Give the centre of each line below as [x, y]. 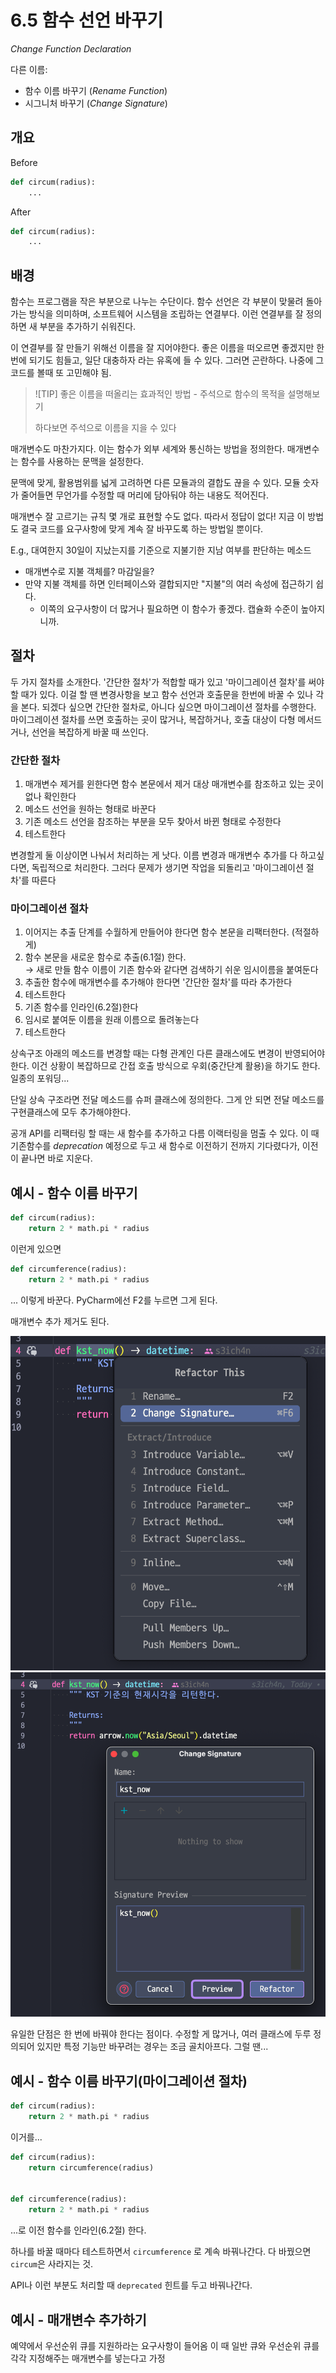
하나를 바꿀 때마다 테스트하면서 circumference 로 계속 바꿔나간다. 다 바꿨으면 [161, 2252]
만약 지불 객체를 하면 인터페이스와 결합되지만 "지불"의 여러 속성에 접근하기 [169, 584]
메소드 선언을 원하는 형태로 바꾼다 [90, 809]
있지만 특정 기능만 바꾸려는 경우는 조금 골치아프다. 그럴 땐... [152, 2047]
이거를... [26, 2137]
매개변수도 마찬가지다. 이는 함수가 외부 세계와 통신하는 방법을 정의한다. [147, 449]
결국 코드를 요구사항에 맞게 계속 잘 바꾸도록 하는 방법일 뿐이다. [142, 529]
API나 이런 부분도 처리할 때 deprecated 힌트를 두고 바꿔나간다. [131, 2285]
